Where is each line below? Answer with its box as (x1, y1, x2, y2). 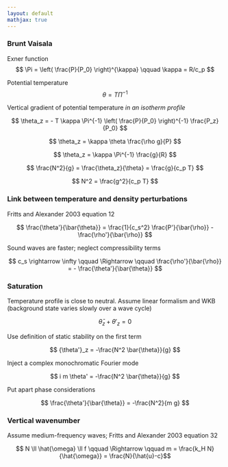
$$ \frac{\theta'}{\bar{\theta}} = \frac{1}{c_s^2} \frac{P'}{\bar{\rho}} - (16, 223, 214, 231)
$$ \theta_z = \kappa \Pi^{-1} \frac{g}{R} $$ (53, 151, 177, 159)
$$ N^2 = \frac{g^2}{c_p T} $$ (71, 177, 159, 186)
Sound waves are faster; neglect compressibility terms (7, 244, 161, 252)
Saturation (7, 281, 43, 291)
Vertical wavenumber (7, 416, 81, 425)
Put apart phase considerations (7, 385, 96, 394)
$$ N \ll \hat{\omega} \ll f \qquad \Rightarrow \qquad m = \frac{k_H (16, 444, 206, 453)
